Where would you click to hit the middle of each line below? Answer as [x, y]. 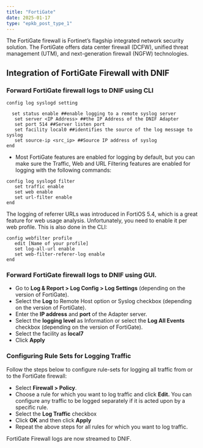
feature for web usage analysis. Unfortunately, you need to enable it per [97, 221]
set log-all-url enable [45, 249]
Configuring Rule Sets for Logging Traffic [69, 356]
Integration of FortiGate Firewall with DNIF [88, 73]
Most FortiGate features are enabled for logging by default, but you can [105, 157]
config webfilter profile [39, 238]
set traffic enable [39, 187]
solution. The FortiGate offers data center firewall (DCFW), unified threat [97, 47]
